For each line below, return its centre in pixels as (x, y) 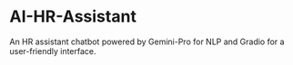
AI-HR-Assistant (73, 17)
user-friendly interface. (53, 51)
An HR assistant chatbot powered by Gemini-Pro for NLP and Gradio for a (147, 42)
